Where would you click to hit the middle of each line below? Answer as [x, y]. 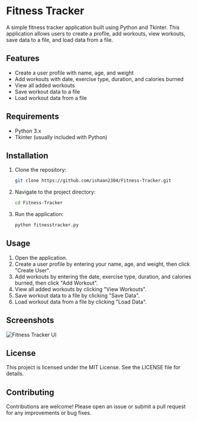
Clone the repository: [41, 170]
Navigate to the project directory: [55, 192]
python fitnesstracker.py [46, 225]
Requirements [33, 117]
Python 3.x [28, 131]
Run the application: [39, 214]
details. [15, 373]
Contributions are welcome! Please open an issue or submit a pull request [96, 407]
